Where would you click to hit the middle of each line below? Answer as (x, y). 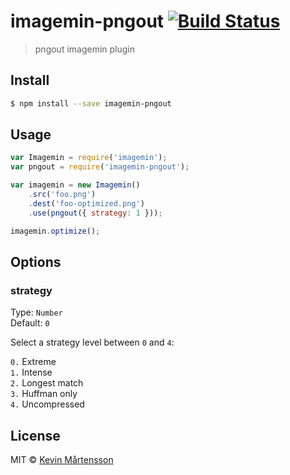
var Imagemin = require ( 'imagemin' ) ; (89, 158)
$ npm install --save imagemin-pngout (91, 103)
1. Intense (31, 372)
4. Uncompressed (47, 404)
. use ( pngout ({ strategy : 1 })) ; (95, 213)
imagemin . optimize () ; (55, 231)
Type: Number (36, 312)
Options (36, 261)
